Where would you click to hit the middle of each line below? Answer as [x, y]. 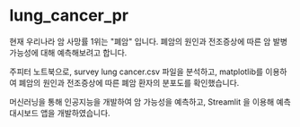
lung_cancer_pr [69, 16]
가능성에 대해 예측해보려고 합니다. [68, 52]
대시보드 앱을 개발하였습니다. [60, 113]
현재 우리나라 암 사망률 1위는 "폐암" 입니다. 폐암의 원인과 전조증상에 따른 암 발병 [149, 41]
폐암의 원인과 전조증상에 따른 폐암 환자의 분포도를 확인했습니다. [129, 82]
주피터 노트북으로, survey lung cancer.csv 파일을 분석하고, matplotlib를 [136, 72]
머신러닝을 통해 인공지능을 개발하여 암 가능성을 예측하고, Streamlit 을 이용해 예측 [150, 102]
